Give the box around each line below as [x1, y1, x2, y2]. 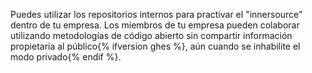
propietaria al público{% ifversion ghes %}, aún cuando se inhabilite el [10, 40, 301, 52]
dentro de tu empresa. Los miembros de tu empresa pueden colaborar [10, 19, 300, 31]
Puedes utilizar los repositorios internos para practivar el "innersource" [10, 9, 303, 20]
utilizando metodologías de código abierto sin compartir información [10, 30, 293, 41]
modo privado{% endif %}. [10, 51, 122, 63]
